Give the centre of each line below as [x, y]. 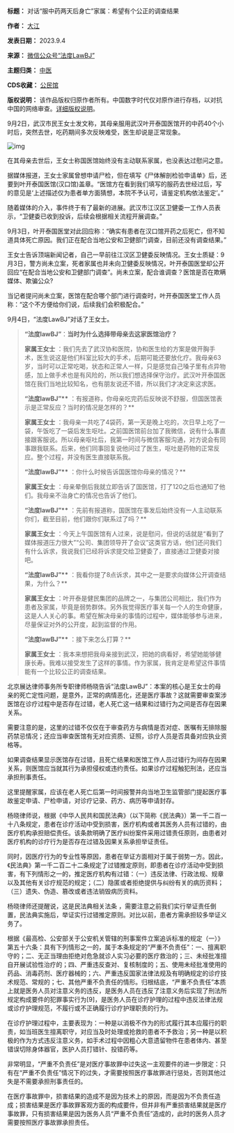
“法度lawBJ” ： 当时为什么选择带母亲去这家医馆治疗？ [101, 334]
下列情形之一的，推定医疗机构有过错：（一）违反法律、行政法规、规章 [125, 874]
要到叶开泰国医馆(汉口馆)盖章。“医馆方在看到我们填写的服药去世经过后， [111, 184]
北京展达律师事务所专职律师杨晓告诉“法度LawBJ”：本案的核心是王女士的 [111, 686]
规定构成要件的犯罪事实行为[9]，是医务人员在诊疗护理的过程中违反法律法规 [115, 999]
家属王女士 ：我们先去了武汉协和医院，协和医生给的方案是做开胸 [117, 349]
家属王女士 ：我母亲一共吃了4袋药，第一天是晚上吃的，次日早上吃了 [122, 422]
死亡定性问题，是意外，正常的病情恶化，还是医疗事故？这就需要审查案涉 [123, 695]
